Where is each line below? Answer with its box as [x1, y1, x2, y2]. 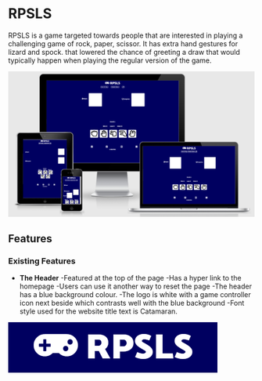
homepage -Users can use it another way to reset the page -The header [19, 281, 253, 291]
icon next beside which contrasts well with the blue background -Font [19, 299, 245, 308]
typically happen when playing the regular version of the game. [8, 56, 213, 65]
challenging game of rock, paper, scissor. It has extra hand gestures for [8, 38, 239, 48]
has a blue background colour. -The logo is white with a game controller [19, 290, 252, 299]
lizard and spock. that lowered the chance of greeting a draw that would [8, 47, 241, 56]
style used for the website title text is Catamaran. [19, 307, 178, 316]
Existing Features [8, 256, 76, 267]
